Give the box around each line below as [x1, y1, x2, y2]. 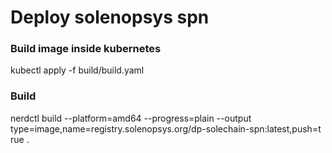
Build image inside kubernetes [10, 42, 162, 56]
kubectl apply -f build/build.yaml [10, 64, 145, 76]
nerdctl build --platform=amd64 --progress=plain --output [10, 112, 252, 124]
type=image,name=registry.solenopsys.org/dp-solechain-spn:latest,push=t [10, 122, 322, 135]
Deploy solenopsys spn [10, 6, 210, 29]
